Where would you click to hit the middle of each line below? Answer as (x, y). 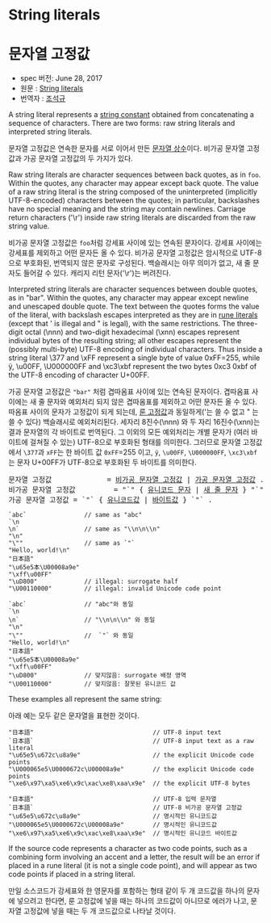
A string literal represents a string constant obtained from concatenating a (131, 115)
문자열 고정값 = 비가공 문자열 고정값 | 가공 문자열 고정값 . (136, 480)
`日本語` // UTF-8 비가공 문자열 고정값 (125, 808)
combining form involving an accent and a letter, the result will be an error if (134, 857)
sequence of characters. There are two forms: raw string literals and (122, 124)
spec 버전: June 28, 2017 (61, 78)
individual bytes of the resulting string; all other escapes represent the (125, 341)
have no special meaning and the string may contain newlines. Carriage (127, 209)
